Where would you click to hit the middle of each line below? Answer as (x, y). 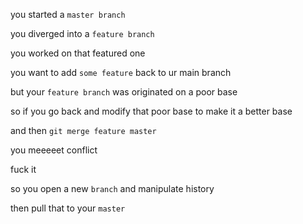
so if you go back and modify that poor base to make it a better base (151, 111)
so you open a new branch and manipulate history (112, 188)
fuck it (23, 169)
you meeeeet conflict (54, 150)
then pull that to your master (68, 208)
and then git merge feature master (83, 130)
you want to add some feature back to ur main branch (121, 72)
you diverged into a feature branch (82, 33)
